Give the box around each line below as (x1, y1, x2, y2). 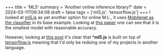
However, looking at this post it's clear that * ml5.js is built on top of (5, 34, 141, 40)
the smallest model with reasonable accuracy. (5, 25, 98, 31)
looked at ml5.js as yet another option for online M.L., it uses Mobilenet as (5, 15, 154, 20)
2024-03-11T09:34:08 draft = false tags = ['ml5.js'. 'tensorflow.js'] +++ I (5, 9, 151, 15)
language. (5, 45, 25, 50)
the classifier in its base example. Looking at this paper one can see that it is (5, 19, 159, 25)
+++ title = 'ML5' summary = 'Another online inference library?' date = (5, 4, 147, 10)
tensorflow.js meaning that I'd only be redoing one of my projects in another (5, 39, 158, 45)
